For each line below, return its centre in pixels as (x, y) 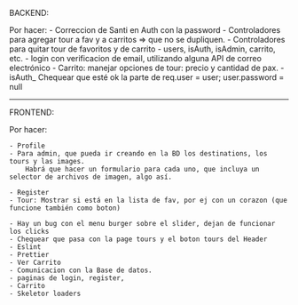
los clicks (29, 231)
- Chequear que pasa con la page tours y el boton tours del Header (138, 239)
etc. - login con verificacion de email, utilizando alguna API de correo (135, 58)
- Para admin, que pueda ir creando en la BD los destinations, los (138, 154)
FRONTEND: (32, 112)
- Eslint (25, 247)
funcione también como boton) (65, 208)
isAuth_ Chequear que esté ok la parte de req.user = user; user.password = (147, 77)
